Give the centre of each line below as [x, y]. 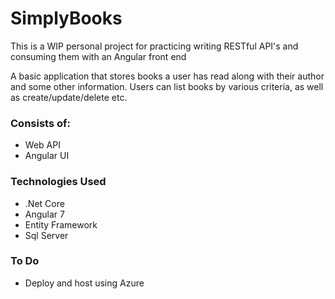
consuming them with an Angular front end [98, 56]
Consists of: [40, 123]
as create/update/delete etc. [69, 97]
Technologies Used [58, 182]
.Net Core [44, 203]
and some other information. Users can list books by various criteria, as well [167, 86]
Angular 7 [44, 214]
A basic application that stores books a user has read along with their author [167, 76]
